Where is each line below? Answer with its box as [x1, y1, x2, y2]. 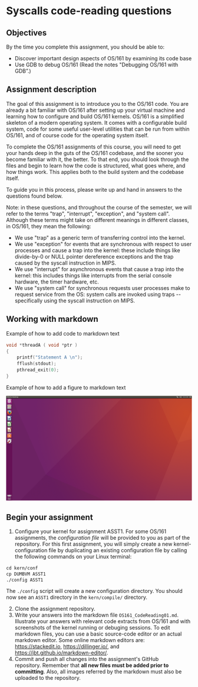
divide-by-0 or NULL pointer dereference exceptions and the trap [14, 253, 174, 260]
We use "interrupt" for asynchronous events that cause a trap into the [14, 265, 184, 273]
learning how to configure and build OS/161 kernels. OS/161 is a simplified [6, 112, 184, 120]
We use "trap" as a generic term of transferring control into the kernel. [14, 234, 186, 241]
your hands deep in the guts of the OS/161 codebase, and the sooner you [6, 149, 184, 156]
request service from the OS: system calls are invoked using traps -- [14, 291, 181, 298]
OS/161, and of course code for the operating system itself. [6, 131, 149, 138]
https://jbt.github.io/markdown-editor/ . [14, 649, 108, 656]
